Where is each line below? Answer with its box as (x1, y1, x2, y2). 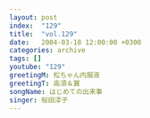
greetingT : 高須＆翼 (9, 79, 80, 88)
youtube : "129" (9, 63, 66, 72)
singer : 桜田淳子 (9, 95, 69, 105)
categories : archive (9, 46, 87, 55)
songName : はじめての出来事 (9, 87, 103, 96)
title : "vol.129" (9, 29, 78, 38)
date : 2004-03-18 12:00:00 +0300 (9, 37, 142, 47)
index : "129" (9, 21, 62, 30)
